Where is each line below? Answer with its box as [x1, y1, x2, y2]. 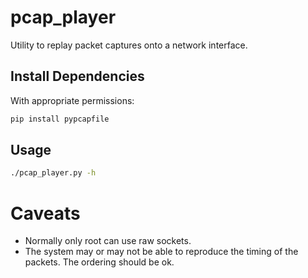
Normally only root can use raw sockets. [24, 235, 192, 247]
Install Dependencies [10, 68, 145, 85]
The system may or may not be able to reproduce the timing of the [24, 246, 299, 258]
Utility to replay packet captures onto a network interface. [10, 39, 248, 51]
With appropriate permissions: [10, 94, 135, 106]
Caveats [10, 202, 81, 225]
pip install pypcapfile [10, 114, 110, 124]
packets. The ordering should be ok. [24, 256, 175, 268]
